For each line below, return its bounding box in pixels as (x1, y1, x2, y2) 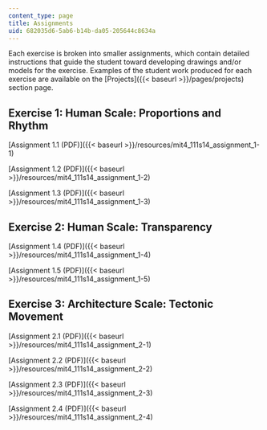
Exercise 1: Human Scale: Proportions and (8, 106, 222, 120)
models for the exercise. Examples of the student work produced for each (8, 66, 253, 76)
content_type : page (8, 11, 74, 20)
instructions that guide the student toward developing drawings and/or (8, 57, 242, 67)
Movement (8, 310, 64, 324)
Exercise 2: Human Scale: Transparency (8, 220, 212, 234)
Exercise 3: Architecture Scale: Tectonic (8, 297, 214, 311)
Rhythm (8, 118, 49, 133)
